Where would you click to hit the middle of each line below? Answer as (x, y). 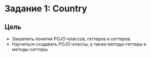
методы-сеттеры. (30, 49)
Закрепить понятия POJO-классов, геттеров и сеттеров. (72, 39)
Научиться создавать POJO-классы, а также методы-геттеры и (79, 44)
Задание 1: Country (46, 9)
